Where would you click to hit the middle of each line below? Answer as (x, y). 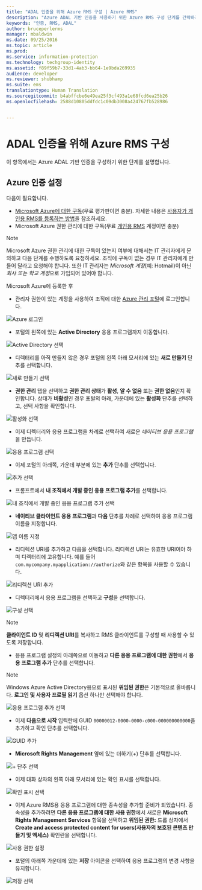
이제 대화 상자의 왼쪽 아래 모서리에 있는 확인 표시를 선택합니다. (88, 780)
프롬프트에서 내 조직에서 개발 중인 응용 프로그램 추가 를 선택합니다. (91, 491)
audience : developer (32, 74)
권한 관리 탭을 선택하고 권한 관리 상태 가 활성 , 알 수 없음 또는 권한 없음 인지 (100, 391)
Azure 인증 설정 (34, 183)
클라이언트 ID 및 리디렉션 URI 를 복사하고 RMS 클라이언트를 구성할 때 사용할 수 (97, 635)
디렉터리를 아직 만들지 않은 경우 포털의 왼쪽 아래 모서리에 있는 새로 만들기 (100, 358)
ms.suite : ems (24, 85)
